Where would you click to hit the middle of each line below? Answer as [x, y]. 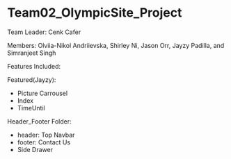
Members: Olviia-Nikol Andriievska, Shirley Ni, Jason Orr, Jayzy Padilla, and [116, 45]
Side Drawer [35, 149]
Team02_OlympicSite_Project [95, 13]
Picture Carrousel [42, 93]
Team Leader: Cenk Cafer [44, 32]
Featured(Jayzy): [32, 79]
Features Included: [34, 66]
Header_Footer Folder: [39, 121]
